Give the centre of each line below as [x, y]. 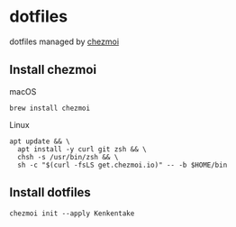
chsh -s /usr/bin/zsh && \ [68, 157]
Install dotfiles [50, 192]
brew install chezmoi [50, 108]
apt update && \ [40, 141]
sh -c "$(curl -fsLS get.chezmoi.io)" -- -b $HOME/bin [123, 165]
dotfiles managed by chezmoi [64, 41]
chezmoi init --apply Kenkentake [72, 213]
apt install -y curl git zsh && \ [82, 149]
